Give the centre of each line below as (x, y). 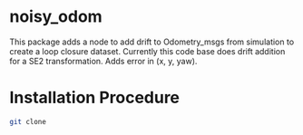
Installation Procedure (94, 98)
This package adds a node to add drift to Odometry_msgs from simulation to (152, 42)
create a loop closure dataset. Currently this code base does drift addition (147, 51)
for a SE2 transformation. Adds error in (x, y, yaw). (103, 61)
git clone (28, 121)
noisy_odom (56, 17)
